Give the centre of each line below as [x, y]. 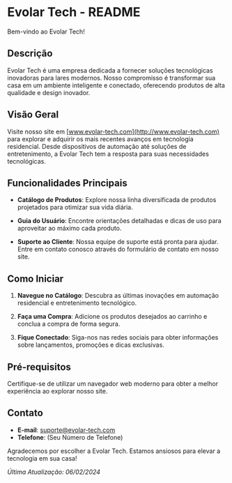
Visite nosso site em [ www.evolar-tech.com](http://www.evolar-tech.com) [113, 131]
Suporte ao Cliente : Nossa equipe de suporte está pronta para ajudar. [118, 242]
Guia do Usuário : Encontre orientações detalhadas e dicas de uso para [119, 221]
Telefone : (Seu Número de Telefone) [70, 437]
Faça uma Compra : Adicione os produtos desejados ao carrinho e [112, 317]
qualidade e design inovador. [49, 92]
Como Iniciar [36, 279]
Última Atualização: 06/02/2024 [54, 472]
